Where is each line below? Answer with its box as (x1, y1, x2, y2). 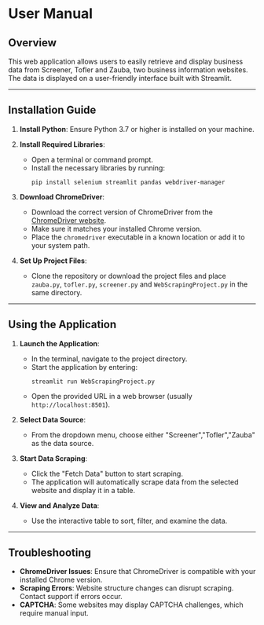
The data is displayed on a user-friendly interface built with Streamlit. (8, 74, 232, 82)
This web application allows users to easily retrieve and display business (8, 57, 244, 66)
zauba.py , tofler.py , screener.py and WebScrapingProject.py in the (31, 280, 248, 289)
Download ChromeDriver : (19, 192, 104, 201)
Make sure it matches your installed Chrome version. (31, 224, 202, 233)
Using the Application (8, 318, 117, 331)
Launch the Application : (19, 338, 100, 348)
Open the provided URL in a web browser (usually (31, 391, 192, 400)
